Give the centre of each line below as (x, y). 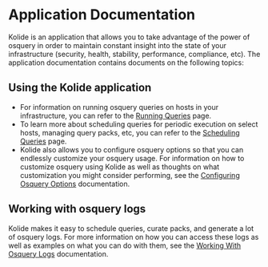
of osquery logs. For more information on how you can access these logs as (134, 237)
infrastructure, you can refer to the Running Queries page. (116, 115)
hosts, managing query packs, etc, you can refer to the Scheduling (130, 132)
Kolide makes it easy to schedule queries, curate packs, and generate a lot (131, 228)
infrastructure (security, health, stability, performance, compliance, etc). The (134, 54)
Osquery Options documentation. (75, 184)
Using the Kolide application (80, 88)
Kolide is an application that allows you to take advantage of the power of (129, 37)
